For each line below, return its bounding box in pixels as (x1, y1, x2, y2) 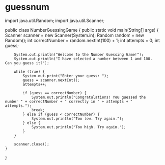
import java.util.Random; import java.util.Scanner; (5, 18, 105, 23)
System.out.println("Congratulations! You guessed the (31, 95, 146, 100)
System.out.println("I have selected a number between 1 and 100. (14, 56, 153, 61)
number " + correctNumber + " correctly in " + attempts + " (5, 99, 133, 104)
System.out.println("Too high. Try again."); (31, 124, 126, 129)
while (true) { (14, 69, 45, 74)
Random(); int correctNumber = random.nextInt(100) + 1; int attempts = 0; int (5, 37, 160, 43)
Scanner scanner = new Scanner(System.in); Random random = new (5, 32, 144, 38)
